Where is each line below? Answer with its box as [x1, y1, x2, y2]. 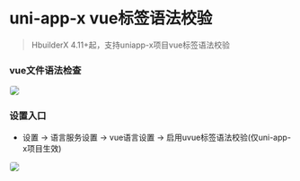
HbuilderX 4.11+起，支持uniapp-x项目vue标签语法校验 [31, 39, 231, 50]
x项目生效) [22, 142, 62, 153]
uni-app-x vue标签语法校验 [9, 8, 213, 29]
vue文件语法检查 [9, 64, 82, 76]
